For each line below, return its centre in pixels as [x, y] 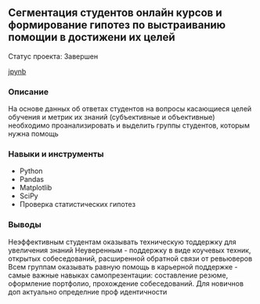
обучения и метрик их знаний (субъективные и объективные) [112, 118]
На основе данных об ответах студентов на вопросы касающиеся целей [130, 109]
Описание [29, 92]
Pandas [32, 179]
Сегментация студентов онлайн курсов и [115, 13]
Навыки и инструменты [56, 154]
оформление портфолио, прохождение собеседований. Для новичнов [126, 283]
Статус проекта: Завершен [53, 56]
